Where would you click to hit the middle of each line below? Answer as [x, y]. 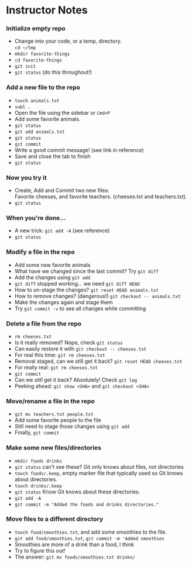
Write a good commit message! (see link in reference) [79, 150]
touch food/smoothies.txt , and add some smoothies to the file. [91, 532]
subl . [23, 107]
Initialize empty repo [36, 29]
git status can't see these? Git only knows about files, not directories [99, 466]
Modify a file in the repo [40, 252]
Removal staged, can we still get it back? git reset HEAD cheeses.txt [98, 361]
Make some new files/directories [54, 448]
